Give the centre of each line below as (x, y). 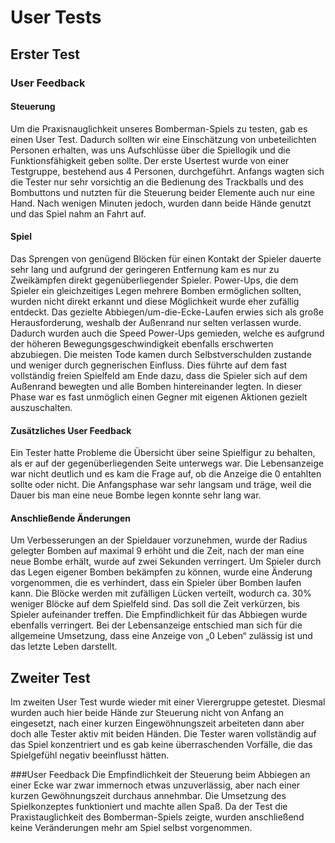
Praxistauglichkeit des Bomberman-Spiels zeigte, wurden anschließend (157, 817)
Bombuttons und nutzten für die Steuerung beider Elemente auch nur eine (162, 192)
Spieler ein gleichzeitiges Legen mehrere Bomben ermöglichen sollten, (156, 290)
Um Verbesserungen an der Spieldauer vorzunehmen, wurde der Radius (159, 540)
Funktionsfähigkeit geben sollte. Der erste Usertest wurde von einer (150, 160)
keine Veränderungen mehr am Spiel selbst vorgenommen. (131, 828)
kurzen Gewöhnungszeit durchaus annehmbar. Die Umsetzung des (148, 796)
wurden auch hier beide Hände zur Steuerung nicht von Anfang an (147, 713)
